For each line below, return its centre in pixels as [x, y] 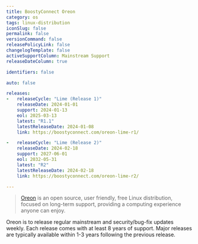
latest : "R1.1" [36, 121]
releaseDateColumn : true [37, 61]
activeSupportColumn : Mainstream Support [58, 56]
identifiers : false [30, 72]
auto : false [21, 83]
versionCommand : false [34, 39]
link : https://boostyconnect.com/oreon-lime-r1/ [78, 132]
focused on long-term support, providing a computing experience [101, 204]
